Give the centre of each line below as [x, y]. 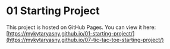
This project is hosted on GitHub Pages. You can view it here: [81, 27]
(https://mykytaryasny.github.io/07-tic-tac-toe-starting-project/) [85, 40]
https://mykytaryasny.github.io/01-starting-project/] [71, 33]
